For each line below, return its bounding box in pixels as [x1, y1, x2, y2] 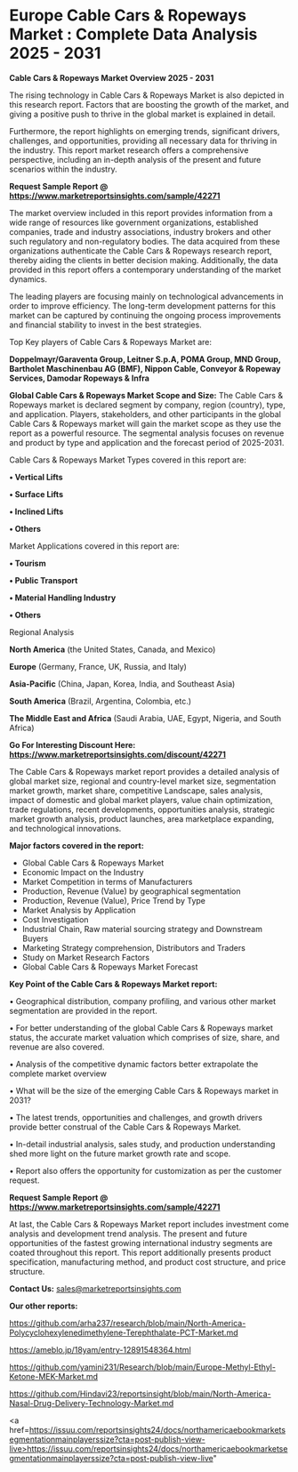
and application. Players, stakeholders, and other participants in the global [9, 408, 282, 419]
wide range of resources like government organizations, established [9, 217, 259, 228]
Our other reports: [9, 1300, 78, 1311]
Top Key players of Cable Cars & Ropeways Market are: [9, 336, 212, 347]
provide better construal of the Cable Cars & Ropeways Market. [9, 1122, 242, 1132]
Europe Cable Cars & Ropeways [9, 5, 247, 26]
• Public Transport [9, 575, 78, 585]
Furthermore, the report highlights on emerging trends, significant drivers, [9, 125, 280, 136]
